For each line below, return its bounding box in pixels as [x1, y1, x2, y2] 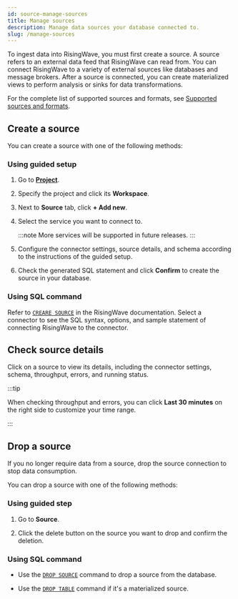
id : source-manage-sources [7, 10, 88, 18]
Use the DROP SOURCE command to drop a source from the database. [17, 570, 217, 579]
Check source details [7, 344, 104, 356]
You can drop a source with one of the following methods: [7, 480, 179, 490]
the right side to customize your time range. [7, 405, 137, 415]
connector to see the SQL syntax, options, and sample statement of [7, 315, 207, 324]
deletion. [17, 536, 44, 545]
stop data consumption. [7, 467, 77, 475]
